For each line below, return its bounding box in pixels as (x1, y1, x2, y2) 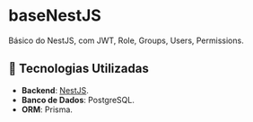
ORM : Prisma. (21, 104, 74, 115)
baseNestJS (8, 5, 102, 26)
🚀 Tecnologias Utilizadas (8, 61, 149, 76)
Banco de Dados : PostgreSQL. (21, 94, 135, 105)
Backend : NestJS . (21, 84, 89, 95)
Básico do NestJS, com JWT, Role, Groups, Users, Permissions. (8, 35, 244, 46)
